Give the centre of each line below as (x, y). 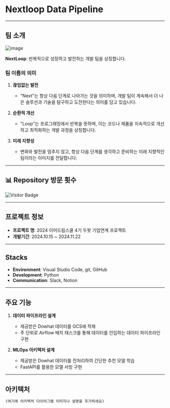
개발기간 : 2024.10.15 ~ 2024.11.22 (47, 236)
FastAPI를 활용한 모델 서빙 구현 (51, 367)
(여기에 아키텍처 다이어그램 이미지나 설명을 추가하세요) (55, 401)
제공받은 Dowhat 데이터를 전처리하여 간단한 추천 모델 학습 (77, 361)
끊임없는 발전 (26, 85)
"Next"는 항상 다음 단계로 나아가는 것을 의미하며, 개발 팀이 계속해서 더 (89, 96)
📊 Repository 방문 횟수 (41, 180)
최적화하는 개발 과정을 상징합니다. (63, 130)
